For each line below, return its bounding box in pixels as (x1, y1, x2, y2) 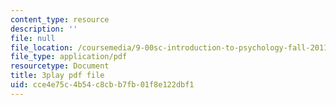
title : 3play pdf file (10, 71, 105, 81)
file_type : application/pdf (10, 52, 128, 62)
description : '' (10, 24, 78, 34)
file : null (10, 33, 56, 43)
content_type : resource (10, 14, 110, 25)
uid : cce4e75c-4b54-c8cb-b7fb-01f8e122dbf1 (10, 80, 195, 90)
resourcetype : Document (10, 61, 110, 71)
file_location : (10, 42, 74, 53)
